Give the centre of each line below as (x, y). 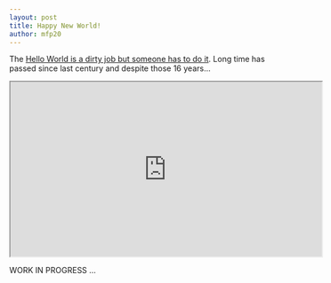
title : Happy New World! (55, 26)
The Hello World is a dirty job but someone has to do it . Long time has (137, 59)
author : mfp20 (36, 34)
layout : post (33, 17)
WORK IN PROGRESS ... (52, 271)
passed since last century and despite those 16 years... (110, 68)
